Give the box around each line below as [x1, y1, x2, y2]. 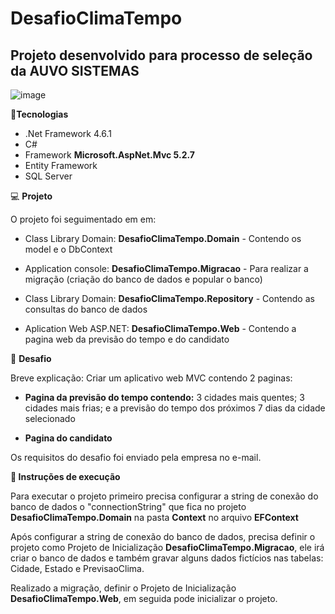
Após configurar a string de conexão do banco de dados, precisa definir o [10, 531, 316, 542]
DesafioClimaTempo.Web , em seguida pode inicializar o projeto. [10, 593, 278, 604]
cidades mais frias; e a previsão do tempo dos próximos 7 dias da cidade [24, 402, 326, 414]
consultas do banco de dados [24, 303, 148, 315]
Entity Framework [24, 160, 98, 171]
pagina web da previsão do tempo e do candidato [24, 333, 230, 345]
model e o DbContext [24, 243, 113, 255]
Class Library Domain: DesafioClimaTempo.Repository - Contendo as [24, 293, 315, 304]
